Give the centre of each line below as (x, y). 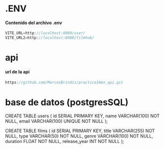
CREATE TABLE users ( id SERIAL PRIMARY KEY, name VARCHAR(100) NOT (82, 116)
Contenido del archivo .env (34, 22)
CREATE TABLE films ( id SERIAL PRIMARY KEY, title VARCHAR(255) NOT (80, 131)
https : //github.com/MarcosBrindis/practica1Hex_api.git (64, 82)
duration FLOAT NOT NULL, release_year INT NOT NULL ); (65, 142)
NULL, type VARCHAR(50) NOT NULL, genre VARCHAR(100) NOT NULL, (79, 136)
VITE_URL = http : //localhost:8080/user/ (45, 33)
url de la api (17, 72)
